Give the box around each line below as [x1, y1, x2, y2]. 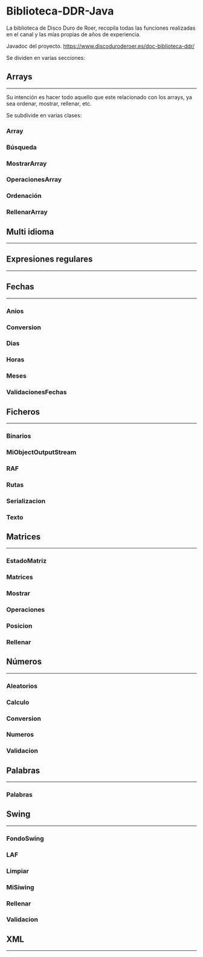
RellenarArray [6, 208, 48, 216]
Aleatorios [6, 682, 38, 690]
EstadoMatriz [6, 557, 47, 565]
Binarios [6, 432, 31, 440]
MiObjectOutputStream [6, 448, 77, 456]
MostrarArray [6, 159, 47, 168]
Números [6, 657, 42, 667]
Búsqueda [6, 143, 37, 151]
